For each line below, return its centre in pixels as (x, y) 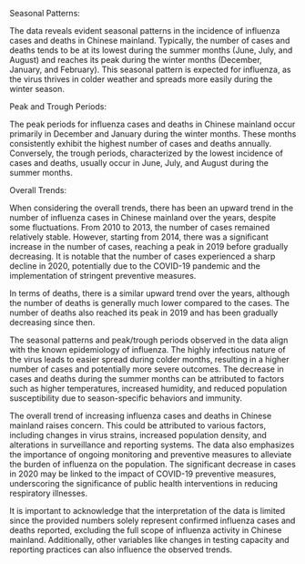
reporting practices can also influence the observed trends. (121, 549)
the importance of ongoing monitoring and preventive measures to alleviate (151, 454)
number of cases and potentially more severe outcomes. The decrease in (147, 369)
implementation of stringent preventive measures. (103, 276)
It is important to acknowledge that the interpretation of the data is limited (147, 511)
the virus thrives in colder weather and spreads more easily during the (141, 79)
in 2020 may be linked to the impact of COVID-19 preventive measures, (143, 474)
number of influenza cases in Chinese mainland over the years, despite (142, 217)
